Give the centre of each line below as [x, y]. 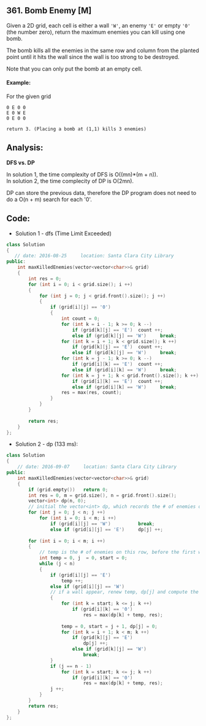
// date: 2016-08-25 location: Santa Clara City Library [94, 256]
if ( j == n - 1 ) [71, 666]
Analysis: [25, 148]
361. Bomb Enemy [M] [49, 11]
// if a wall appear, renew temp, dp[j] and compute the [124, 592]
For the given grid [29, 96]
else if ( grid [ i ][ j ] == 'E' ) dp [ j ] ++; [107, 529]
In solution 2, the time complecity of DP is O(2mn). [70, 181]
